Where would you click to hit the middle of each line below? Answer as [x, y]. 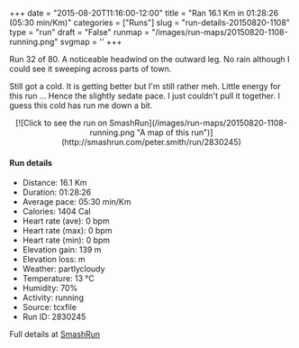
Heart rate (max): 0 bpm [67, 231]
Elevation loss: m [54, 260]
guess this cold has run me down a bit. [81, 105]
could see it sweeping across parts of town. [91, 69]
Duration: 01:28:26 [57, 192]
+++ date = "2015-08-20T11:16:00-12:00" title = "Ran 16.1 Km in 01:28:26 [144, 13]
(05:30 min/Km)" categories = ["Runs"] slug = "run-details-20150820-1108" [150, 23]
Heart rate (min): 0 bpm [66, 240]
